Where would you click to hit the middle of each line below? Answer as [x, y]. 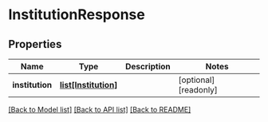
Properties [35, 44]
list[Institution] [89, 85]
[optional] [197, 80]
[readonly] [198, 90]
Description [148, 67]
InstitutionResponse [77, 15]
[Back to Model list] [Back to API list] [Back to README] [100, 110]
